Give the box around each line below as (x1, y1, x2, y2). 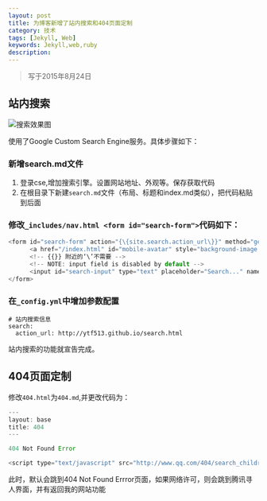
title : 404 (8, 423, 44, 431)
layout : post (8, 11, 52, 20)
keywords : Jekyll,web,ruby (8, 41, 98, 49)
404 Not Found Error (8, 445, 77, 453)
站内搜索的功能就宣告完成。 (8, 344, 99, 354)
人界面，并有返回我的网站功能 (8, 484, 106, 494)
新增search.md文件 (8, 158, 83, 169)
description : (8, 49, 52, 56)
